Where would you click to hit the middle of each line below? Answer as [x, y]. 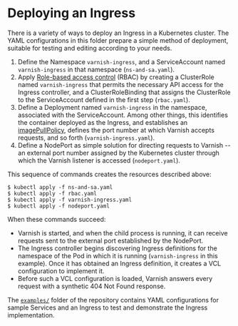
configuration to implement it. [61, 271]
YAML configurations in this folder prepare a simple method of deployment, [118, 40]
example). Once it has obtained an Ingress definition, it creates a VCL [119, 263]
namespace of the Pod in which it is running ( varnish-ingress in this [118, 255]
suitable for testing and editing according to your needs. [90, 48]
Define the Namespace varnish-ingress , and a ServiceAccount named [121, 61]
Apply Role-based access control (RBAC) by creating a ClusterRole [116, 77]
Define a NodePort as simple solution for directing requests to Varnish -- [124, 145]
